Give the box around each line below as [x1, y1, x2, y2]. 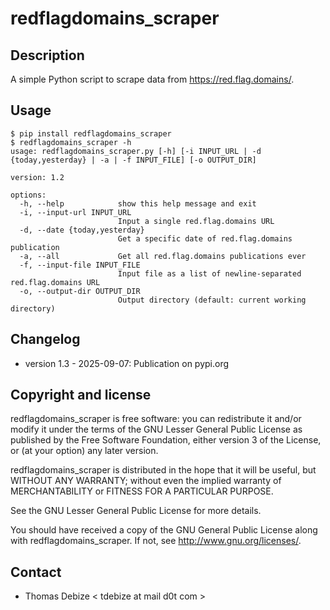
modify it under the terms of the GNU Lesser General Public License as [10, 423, 303, 436]
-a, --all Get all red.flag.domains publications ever [19, 251, 307, 261]
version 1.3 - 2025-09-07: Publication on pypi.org [24, 357, 230, 369]
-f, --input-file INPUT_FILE [19, 260, 141, 270]
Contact [10, 563, 62, 581]
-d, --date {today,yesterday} [19, 225, 145, 235]
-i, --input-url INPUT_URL [19, 207, 132, 217]
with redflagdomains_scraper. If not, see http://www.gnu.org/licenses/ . [10, 535, 302, 547]
